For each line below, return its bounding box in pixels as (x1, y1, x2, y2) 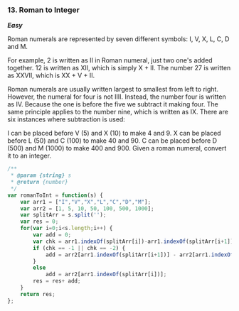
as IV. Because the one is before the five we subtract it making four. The (7, 100, 218, 109)
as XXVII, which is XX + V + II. (7, 71, 95, 80)
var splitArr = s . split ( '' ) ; (20, 212, 107, 219)
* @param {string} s (10, 172, 72, 179)
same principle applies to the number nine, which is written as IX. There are (7, 108, 229, 116)
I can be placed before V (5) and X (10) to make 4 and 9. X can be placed (7, 129, 222, 138)
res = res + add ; (33, 278, 81, 285)
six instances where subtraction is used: (7, 115, 126, 124)
